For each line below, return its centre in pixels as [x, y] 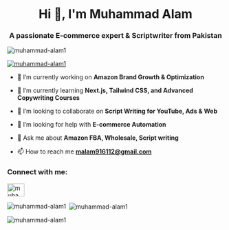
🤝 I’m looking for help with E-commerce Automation [91, 125]
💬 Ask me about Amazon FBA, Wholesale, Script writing [98, 138]
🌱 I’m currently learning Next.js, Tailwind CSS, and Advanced [105, 91]
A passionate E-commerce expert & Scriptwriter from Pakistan [116, 36]
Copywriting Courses [48, 98]
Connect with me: [37, 172]
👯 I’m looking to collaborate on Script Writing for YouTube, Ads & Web [117, 111]
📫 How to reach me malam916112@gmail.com [84, 151]
